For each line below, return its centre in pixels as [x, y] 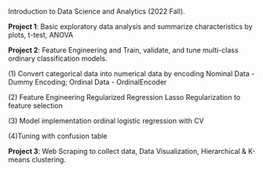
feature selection [35, 106]
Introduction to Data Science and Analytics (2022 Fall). [97, 11]
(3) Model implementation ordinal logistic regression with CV [106, 121]
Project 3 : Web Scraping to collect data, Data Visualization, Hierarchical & [128, 151]
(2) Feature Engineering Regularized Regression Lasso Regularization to [124, 97]
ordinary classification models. [58, 59]
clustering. [49, 159]
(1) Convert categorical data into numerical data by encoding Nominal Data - [131, 73]
